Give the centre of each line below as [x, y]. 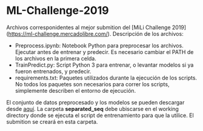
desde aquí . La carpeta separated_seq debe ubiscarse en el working [92, 109]
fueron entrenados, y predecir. [53, 71]
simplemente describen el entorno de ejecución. [75, 90]
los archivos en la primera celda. [56, 58]
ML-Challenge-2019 [58, 11]
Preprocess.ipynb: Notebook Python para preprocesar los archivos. [99, 45]
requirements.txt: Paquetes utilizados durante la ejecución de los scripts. [106, 78]
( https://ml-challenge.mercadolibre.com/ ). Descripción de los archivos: [95, 33]
